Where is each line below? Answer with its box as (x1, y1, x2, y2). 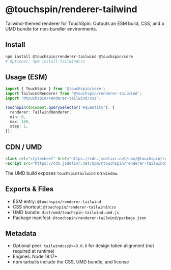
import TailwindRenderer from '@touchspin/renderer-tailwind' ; (5, 91, 142, 96)
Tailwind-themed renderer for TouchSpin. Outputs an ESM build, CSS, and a (5, 20, 164, 26)
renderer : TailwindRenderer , (10, 109, 72, 115)
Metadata (5, 229, 37, 237)
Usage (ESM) (5, 73, 47, 81)
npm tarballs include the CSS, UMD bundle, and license (12, 259, 129, 265)
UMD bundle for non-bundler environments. (5, 25, 98, 32)
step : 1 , (10, 124, 28, 129)
